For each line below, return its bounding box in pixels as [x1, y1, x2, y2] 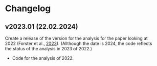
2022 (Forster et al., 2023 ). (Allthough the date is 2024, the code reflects [5, 41, 153, 46]
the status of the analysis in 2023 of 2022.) [5, 46, 92, 51]
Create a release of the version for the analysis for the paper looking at [5, 35, 148, 41]
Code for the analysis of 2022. [12, 55, 74, 61]
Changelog [5, 3, 51, 14]
